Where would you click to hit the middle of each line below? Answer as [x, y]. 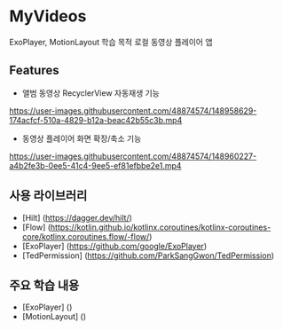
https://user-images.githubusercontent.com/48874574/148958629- [133, 110]
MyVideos [48, 16]
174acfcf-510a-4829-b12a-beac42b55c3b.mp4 [96, 120]
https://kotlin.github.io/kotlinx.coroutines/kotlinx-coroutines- [161, 227]
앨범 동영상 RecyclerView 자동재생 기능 [90, 93]
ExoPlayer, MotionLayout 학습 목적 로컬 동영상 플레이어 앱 [111, 42]
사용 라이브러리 [48, 196]
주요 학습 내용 [44, 285]
